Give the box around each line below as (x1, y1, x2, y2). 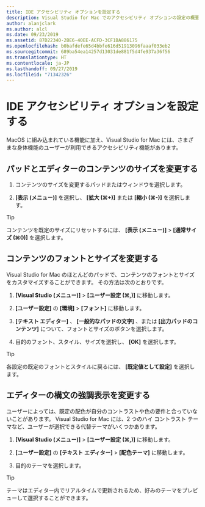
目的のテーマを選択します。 (15, 462, 85, 469)
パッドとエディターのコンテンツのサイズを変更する (6, 163, 198, 174)
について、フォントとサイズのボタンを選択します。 (40, 325, 168, 332)
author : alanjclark (6, 20, 56, 26)
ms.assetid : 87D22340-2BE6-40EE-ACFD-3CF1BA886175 (6, 37, 138, 43)
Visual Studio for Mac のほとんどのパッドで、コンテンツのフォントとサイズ (6, 271, 195, 278)
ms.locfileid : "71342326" (6, 71, 72, 78)
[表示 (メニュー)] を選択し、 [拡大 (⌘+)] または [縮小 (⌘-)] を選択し (15, 194, 185, 201)
